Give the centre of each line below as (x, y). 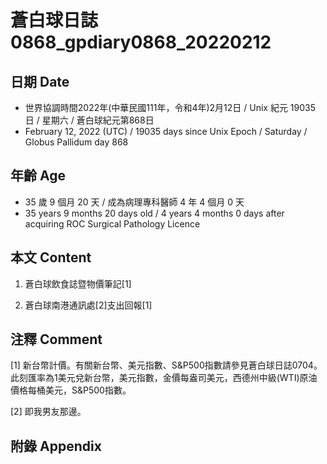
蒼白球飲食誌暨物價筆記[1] (78, 283)
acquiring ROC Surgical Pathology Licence (112, 223)
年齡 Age (38, 176)
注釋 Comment (56, 339)
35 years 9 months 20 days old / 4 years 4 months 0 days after (154, 213)
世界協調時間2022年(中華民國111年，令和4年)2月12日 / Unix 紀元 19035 (170, 107)
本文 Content (51, 257)
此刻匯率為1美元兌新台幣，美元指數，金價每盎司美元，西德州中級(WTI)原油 (164, 378)
